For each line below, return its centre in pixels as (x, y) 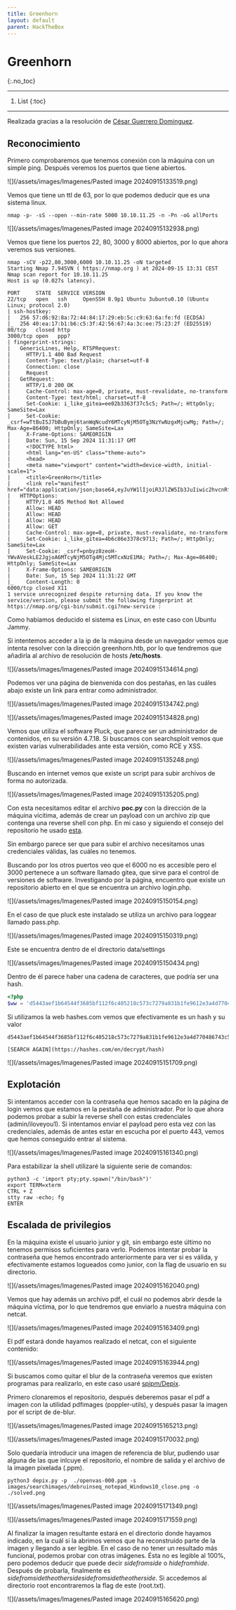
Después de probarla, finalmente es (59, 1570)
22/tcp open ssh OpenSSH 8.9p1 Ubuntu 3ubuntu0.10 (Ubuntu (108, 299)
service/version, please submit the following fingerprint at (100, 601)
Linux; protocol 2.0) (39, 306)
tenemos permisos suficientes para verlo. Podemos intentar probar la (107, 1249)
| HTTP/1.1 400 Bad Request (54, 355)
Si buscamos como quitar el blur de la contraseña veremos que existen (110, 1376)
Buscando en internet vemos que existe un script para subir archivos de (111, 773)
